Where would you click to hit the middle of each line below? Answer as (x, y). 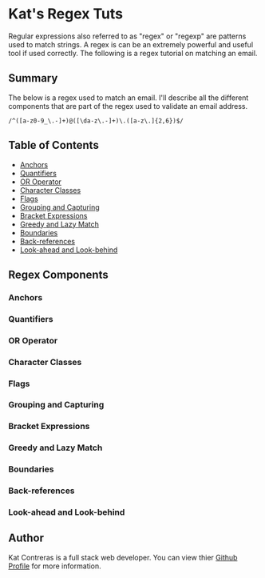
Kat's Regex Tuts (66, 14)
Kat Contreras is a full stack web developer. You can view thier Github (123, 557)
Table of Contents (54, 145)
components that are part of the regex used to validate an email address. (128, 106)
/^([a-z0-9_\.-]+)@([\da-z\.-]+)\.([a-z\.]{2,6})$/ (96, 121)
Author (26, 538)
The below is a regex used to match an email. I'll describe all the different (129, 98)
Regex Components (59, 274)
